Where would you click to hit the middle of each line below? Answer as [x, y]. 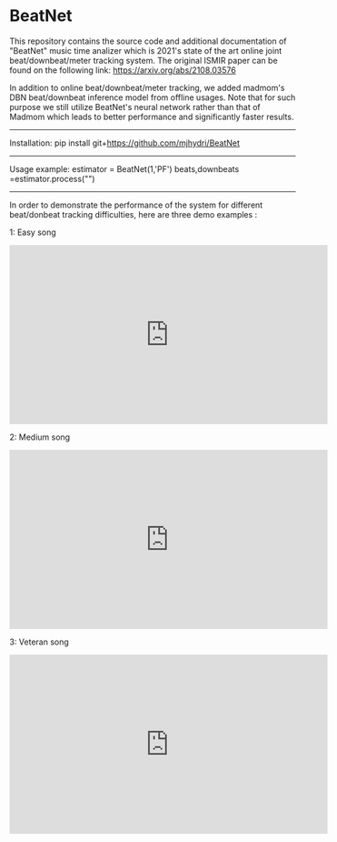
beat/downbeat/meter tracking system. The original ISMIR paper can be [144, 60]
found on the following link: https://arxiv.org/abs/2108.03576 [123, 70]
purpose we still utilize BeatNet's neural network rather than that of [135, 107]
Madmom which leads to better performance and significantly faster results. [152, 117]
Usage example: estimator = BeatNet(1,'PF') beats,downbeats [124, 168]
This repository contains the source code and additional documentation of [148, 41]
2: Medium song [40, 437]
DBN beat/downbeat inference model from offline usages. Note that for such [153, 97]
